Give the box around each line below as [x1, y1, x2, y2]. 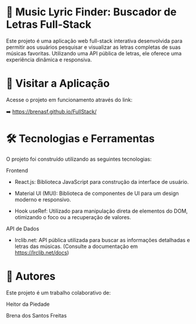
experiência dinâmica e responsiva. [6, 56, 92, 63]
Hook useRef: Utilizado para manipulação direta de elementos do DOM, [14, 207, 188, 214]
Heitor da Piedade [6, 300, 50, 308]
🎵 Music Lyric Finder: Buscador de [6, 5, 177, 19]
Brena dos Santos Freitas [6, 312, 67, 319]
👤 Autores [6, 270, 56, 283]
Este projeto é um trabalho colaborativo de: [6, 289, 111, 296]
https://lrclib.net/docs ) [14, 249, 69, 256]
